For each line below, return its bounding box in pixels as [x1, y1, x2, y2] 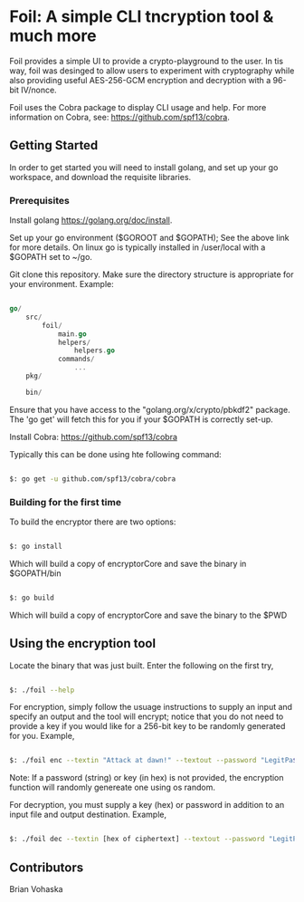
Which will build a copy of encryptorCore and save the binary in [9, 558, 247, 569]
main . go [57, 329, 88, 339]
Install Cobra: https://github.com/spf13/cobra [9, 431, 178, 442]
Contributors [9, 859, 84, 875]
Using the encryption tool [9, 636, 157, 651]
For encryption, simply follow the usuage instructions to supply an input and [9, 702, 292, 713]
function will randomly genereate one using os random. [9, 782, 215, 793]
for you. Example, [9, 731, 75, 742]
